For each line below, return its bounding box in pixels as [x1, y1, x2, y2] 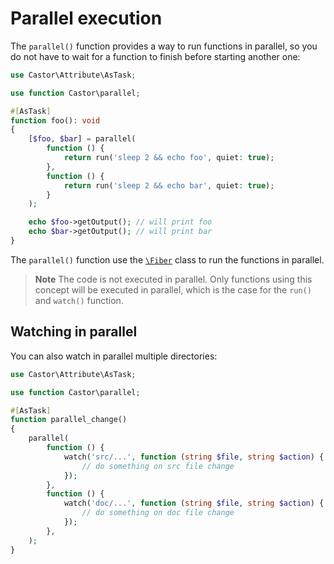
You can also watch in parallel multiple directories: [10, 350, 218, 362]
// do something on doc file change [81, 508, 235, 518]
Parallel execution [10, 7, 163, 30]
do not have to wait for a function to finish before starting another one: [10, 50, 301, 62]
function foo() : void [10, 115, 101, 126]
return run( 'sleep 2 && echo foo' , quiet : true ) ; [63, 153, 275, 163]
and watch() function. [34, 294, 124, 306]
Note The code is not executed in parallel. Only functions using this [34, 273, 313, 285]
